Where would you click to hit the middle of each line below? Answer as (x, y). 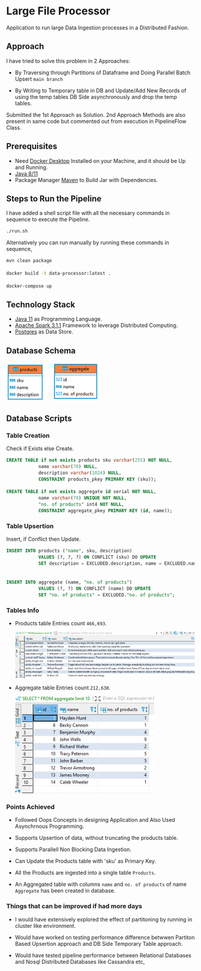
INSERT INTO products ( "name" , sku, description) (69, 551)
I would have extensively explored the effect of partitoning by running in (103, 919)
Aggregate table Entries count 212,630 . (63, 688)
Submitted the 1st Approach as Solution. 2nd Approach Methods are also (96, 114)
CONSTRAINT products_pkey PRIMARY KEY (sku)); (97, 479)
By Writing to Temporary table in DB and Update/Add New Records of (100, 90)
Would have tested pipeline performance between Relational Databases (103, 955)
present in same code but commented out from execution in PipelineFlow (96, 121)
